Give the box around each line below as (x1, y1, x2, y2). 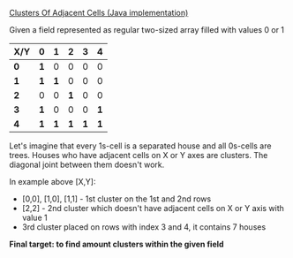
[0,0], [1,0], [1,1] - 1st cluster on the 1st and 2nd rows (21, 193, 212, 204)
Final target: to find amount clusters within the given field (9, 239, 224, 249)
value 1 (21, 212, 48, 223)
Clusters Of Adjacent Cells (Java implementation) (9, 8, 189, 18)
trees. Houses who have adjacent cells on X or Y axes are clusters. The (9, 150, 268, 160)
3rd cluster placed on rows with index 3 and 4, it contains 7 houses (21, 222, 267, 232)
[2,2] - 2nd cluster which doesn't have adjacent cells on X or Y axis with (21, 203, 285, 213)
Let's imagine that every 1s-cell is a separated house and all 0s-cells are (9, 140, 272, 151)
